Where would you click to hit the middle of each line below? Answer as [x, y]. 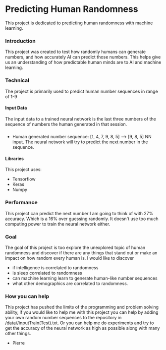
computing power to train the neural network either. [58, 224]
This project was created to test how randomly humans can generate [76, 52]
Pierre [18, 343]
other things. [18, 334]
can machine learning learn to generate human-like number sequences [85, 278]
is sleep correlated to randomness [47, 273]
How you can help [27, 296]
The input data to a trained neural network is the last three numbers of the [81, 119]
